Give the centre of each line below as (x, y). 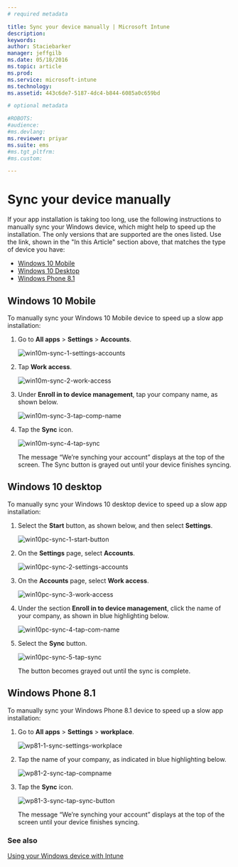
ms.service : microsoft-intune (52, 80)
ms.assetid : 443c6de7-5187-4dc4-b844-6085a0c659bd (84, 93)
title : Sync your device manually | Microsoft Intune (89, 27)
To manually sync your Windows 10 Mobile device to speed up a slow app (115, 318)
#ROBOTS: (20, 119)
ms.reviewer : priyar (38, 138)
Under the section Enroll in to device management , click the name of (119, 608)
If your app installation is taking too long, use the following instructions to (114, 219)
